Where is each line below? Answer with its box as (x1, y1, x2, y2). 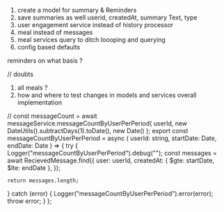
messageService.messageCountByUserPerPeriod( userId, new (7, 119, 188, 128)
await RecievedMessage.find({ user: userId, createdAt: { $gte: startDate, (7, 156, 214, 165)
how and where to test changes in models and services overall (17, 91, 197, 99)
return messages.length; (7, 177, 79, 184)
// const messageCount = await (7, 112, 97, 120)
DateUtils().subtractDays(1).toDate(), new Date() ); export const (7, 127, 189, 135)
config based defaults (17, 43, 81, 51)
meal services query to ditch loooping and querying (17, 36, 166, 44)
